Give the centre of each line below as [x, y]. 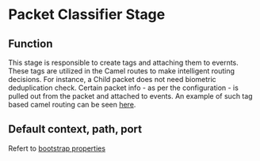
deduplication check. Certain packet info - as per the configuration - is [124, 88]
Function [31, 44]
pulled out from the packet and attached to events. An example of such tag [130, 96]
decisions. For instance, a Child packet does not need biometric [112, 79]
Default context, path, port [75, 129]
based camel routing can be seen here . [72, 105]
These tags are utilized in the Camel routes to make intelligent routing [122, 71]
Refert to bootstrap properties [57, 148]
